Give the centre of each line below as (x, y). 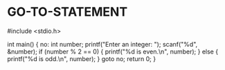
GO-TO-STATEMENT (67, 12)
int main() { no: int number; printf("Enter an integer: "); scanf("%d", (102, 44)
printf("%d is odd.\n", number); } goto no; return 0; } (82, 58)
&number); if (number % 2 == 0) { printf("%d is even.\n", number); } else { (113, 51)
